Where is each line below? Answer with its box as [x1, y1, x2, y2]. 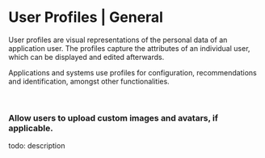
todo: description [8, 141, 65, 151]
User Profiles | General [8, 8, 164, 27]
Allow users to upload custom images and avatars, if [8, 112, 219, 123]
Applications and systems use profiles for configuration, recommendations [8, 67, 257, 77]
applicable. [8, 122, 54, 134]
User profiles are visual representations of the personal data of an [8, 35, 228, 45]
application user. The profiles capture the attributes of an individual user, [8, 43, 250, 53]
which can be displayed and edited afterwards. [8, 52, 165, 62]
